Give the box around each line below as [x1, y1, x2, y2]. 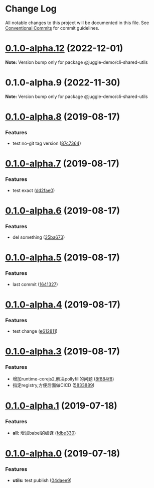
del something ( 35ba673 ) [12, 234, 65, 240]
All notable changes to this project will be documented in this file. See [5, 20, 149, 26]
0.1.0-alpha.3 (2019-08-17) [5, 346, 120, 357]
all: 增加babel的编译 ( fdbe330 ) [12, 430, 76, 436]
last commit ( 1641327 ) [12, 281, 58, 287]
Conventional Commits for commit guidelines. [5, 25, 99, 31]
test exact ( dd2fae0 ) [12, 187, 55, 193]
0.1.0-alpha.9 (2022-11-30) [5, 77, 120, 88]
